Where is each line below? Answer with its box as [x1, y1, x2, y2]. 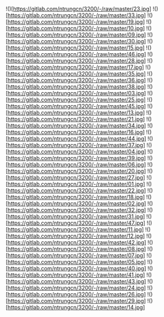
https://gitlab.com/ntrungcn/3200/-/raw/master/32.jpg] [7, 206, 146, 213]
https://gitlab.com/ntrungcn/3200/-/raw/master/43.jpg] [7, 278, 146, 285]
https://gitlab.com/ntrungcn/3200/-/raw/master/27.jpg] [7, 174, 145, 181]
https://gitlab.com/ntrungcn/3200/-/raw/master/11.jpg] [7, 226, 144, 233]
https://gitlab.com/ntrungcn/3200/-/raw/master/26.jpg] [7, 291, 146, 298]
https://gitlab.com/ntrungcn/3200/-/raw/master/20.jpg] [7, 167, 146, 175]
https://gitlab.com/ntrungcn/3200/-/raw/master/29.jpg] [7, 297, 146, 304]
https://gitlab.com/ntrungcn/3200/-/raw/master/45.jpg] [7, 103, 146, 109]
